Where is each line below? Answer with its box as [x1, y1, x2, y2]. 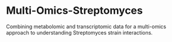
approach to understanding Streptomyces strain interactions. [6, 29, 153, 36]
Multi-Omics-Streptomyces [6, 4, 143, 17]
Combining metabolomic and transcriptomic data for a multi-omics [6, 23, 167, 30]
